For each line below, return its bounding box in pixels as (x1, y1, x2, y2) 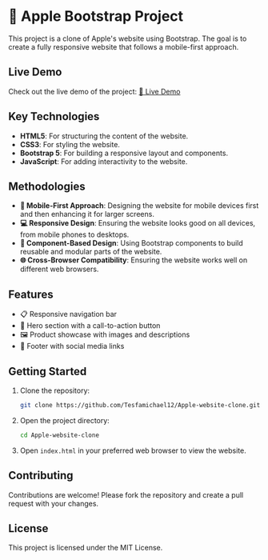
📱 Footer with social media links (19, 342, 125, 351)
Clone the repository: (19, 386, 90, 395)
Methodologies (8, 179, 86, 193)
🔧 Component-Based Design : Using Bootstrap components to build (19, 238, 244, 248)
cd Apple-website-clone (19, 431, 100, 439)
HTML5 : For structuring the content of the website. (19, 131, 189, 141)
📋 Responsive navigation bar (19, 310, 118, 319)
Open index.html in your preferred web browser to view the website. (19, 446, 246, 455)
